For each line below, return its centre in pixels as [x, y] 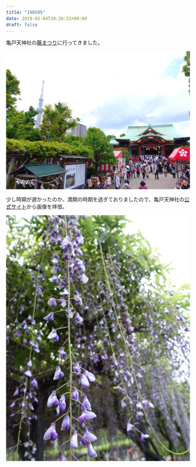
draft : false [22, 25]
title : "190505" [26, 12]
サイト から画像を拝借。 [39, 206]
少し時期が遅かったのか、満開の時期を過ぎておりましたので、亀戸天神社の [95, 199]
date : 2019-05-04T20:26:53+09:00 [47, 18]
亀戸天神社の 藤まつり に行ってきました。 [55, 43]
